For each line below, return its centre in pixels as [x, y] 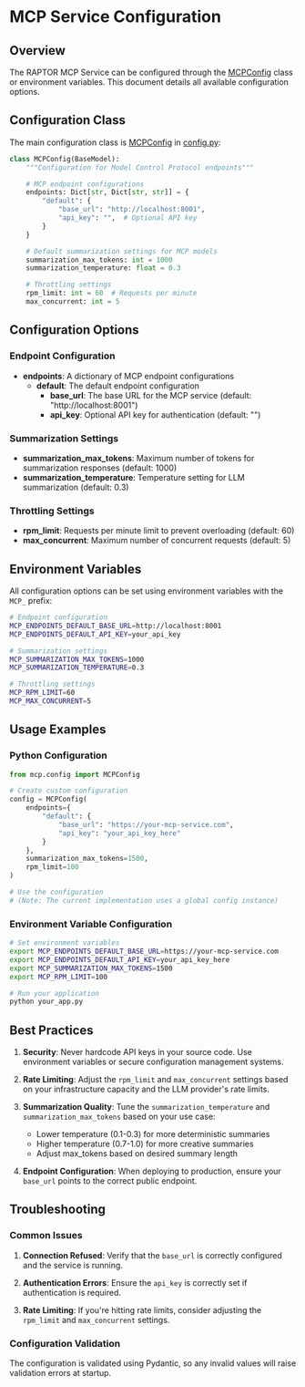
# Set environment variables [65, 943]
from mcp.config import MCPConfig [75, 774]
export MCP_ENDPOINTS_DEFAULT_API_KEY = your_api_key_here [120, 959]
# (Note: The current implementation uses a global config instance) [144, 900]
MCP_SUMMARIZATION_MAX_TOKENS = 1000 [77, 659]
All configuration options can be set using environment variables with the [147, 591]
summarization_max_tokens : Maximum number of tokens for [138, 458]
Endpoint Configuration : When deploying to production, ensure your [152, 1171]
